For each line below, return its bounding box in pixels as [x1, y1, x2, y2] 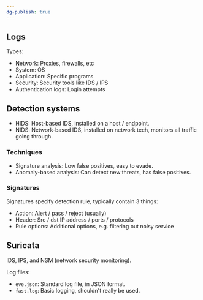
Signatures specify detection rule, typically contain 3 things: [6, 197, 158, 205]
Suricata [6, 240, 40, 251]
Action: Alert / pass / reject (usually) [15, 209, 107, 217]
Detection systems [6, 103, 80, 114]
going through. [15, 133, 53, 140]
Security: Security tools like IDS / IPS [15, 79, 109, 86]
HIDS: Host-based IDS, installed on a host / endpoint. [15, 120, 150, 127]
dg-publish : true [6, 9, 51, 15]
